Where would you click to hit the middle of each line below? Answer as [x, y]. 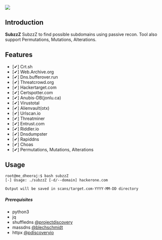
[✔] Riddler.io [25, 129]
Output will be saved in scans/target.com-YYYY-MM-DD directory [72, 189]
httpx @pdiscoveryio [33, 233]
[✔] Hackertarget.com [34, 87]
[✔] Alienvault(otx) [31, 108]
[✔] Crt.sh [22, 66]
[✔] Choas [22, 144]
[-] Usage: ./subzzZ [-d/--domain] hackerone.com [57, 180]
